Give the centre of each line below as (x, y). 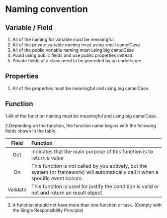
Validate (17, 189)
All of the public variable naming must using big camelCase (73, 50)
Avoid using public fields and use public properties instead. (73, 55)
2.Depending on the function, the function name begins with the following (81, 125)
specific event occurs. (57, 178)
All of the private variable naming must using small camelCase (76, 45)
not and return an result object (67, 193)
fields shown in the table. (31, 131)
